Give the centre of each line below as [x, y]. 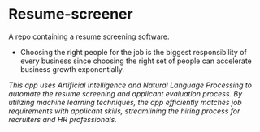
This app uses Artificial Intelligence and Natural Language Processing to [130, 85]
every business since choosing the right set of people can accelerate [136, 61]
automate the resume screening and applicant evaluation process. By [126, 93]
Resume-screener [71, 14]
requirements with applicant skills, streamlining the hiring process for [124, 111]
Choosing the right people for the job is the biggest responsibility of [134, 52]
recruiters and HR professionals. [63, 119]
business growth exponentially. [72, 69]
